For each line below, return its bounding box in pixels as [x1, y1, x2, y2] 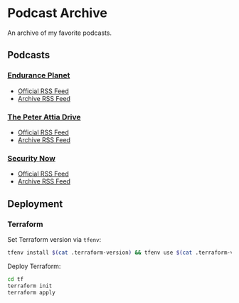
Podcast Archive [7, 5, 108, 21]
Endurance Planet [7, 70, 70, 80]
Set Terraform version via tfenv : [7, 235, 102, 243]
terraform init [7, 282, 53, 289]
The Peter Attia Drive [7, 112, 81, 122]
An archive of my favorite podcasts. [7, 28, 112, 37]
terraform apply [7, 289, 55, 296]
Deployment [7, 198, 63, 210]
